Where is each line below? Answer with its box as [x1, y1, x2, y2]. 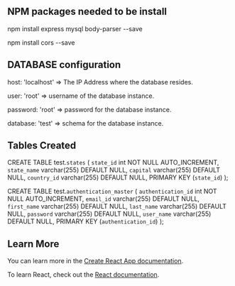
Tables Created [7, 140, 77, 152]
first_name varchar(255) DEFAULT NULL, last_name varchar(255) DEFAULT [7, 202, 227, 211]
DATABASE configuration [7, 59, 121, 71]
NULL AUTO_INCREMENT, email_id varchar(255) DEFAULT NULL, [7, 194, 200, 203]
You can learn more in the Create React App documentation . [7, 257, 184, 265]
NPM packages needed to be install [7, 6, 168, 18]
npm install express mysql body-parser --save [7, 24, 143, 33]
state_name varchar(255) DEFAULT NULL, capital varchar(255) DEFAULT [7, 166, 220, 175]
